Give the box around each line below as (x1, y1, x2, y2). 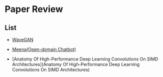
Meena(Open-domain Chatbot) (12, 46, 76, 52)
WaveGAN (12, 36, 34, 42)
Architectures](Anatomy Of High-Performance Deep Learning (12, 61, 140, 67)
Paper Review (5, 3, 63, 15)
